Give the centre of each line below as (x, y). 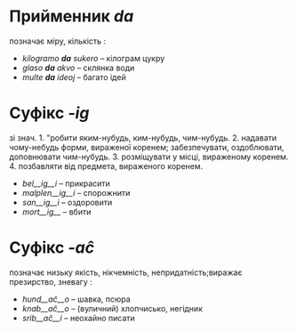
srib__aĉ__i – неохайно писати (78, 318)
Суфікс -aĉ (52, 248)
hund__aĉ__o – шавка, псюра (76, 299)
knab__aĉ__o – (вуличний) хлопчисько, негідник (112, 308)
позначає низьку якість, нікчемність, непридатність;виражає (126, 272)
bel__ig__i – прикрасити (66, 183)
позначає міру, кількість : (58, 41)
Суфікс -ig (49, 113)
